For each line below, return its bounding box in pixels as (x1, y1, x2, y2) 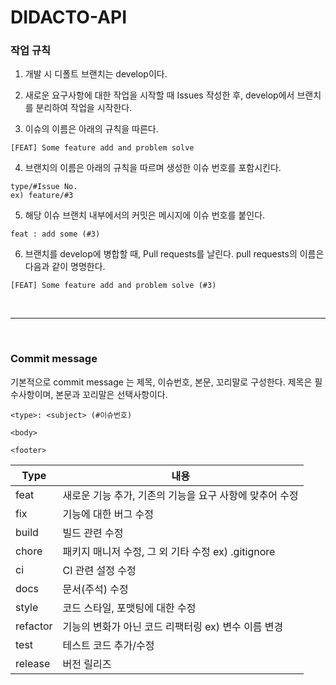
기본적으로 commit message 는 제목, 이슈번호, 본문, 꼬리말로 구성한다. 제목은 (10, 376, 313, 388)
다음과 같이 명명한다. (24, 261, 106, 273)
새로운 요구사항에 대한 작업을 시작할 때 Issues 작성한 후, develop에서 (24, 89, 295, 101)
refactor (15, 619, 53, 633)
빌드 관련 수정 (62, 526, 124, 540)
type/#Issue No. (10, 182, 78, 192)
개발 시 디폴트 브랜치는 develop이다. (24, 68, 168, 80)
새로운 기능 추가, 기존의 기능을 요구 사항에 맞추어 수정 (62, 488, 299, 502)
